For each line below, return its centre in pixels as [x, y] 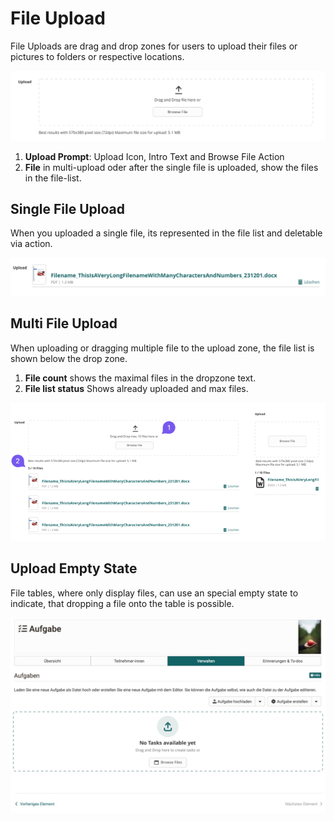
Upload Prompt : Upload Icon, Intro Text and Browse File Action [154, 156]
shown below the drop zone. [69, 358]
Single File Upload [67, 209]
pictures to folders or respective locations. [97, 56]
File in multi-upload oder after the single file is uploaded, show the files [171, 167]
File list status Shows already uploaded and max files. [136, 388]
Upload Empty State [74, 568]
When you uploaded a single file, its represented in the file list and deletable [166, 233]
